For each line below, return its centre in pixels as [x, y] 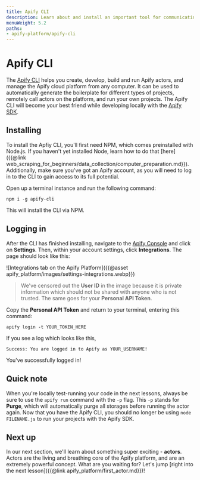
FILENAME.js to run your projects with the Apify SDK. [70, 419]
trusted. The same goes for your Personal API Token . [86, 298]
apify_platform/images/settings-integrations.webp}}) [71, 274]
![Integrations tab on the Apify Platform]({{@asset [67, 267]
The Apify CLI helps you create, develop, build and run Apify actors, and [95, 80]
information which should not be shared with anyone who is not [99, 292]
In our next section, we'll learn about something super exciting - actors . [94, 452]
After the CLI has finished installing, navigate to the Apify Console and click [99, 243]
